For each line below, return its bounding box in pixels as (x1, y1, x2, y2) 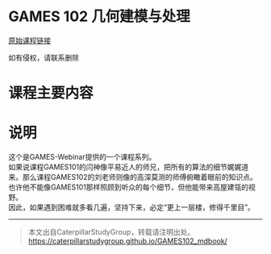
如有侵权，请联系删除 (8, 52, 79, 62)
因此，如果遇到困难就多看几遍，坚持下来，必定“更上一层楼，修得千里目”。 (8, 202, 256, 212)
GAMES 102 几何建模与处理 (8, 7, 191, 26)
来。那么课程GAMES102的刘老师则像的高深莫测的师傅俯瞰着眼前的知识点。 (8, 173, 257, 182)
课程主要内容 (8, 84, 94, 102)
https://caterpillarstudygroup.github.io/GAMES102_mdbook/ (27, 236, 227, 246)
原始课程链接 (8, 35, 51, 45)
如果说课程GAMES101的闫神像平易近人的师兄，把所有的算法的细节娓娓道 (8, 162, 249, 172)
